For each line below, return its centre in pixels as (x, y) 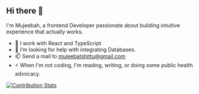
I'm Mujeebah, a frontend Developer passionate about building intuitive (93, 25)
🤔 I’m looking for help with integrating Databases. (75, 49)
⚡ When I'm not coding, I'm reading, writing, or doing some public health (104, 65)
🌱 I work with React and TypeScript (58, 43)
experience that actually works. (45, 32)
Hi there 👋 (25, 11)
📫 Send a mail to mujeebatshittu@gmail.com (70, 56)
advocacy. (27, 73)
